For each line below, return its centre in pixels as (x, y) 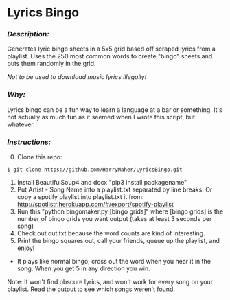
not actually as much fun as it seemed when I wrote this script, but (101, 117)
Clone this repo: (39, 157)
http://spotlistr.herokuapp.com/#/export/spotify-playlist (95, 205)
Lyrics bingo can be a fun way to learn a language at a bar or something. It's (115, 109)
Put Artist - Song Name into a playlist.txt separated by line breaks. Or (115, 189)
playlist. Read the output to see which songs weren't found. (91, 289)
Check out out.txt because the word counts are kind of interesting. (111, 233)
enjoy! (26, 248)
